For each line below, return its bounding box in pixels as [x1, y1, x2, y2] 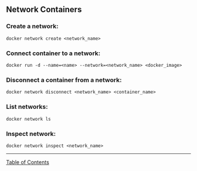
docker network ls [6, 116, 51, 122]
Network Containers [6, 5, 82, 15]
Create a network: [6, 22, 59, 30]
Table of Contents [6, 158, 50, 166]
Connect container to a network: [6, 49, 101, 57]
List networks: [6, 102, 48, 111]
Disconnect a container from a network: [6, 76, 122, 84]
